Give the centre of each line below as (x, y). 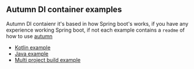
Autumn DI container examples (64, 10)
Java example (31, 54)
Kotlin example (33, 47)
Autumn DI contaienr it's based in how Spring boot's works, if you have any (97, 23)
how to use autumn (29, 36)
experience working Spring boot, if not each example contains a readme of (96, 30)
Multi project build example (48, 60)
